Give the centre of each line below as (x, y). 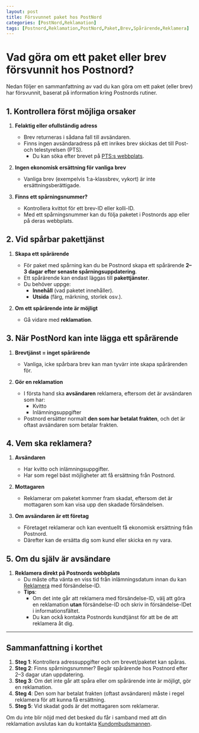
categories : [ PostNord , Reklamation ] (51, 23)
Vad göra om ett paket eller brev (86, 57)
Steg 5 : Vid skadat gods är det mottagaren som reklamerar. (87, 706)
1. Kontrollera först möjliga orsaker (71, 111)
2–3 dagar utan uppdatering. (49, 675)
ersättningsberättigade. (52, 185)
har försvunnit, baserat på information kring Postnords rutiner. (82, 93)
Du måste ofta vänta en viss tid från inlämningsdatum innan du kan (105, 580)
